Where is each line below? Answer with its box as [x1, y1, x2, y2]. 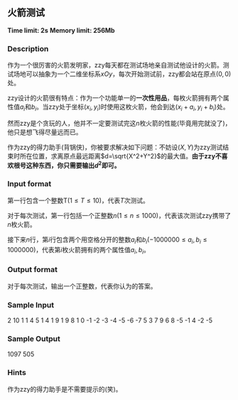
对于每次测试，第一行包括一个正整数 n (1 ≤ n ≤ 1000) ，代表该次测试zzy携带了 [7, 211, 232, 220]
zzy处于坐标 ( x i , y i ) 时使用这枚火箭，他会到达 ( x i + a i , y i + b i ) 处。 [48, 102, 229, 112]
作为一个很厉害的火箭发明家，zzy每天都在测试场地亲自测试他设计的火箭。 [7, 61, 224, 70]
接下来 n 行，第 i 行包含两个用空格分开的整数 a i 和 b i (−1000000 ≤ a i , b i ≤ [7, 235, 207, 245]
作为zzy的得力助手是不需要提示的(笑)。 [7, 384, 122, 393]
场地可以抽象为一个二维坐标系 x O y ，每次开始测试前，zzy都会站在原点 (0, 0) [13, 70, 232, 78]
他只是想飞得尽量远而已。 [7, 127, 82, 136]
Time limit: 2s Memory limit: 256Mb [7, 26, 115, 34]
